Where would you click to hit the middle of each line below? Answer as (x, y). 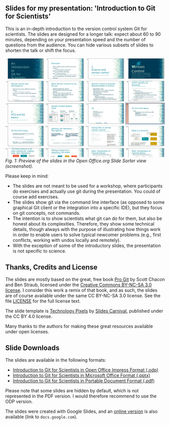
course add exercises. (36, 197)
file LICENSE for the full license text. (43, 301)
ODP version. (19, 401)
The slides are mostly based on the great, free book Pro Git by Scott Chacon (85, 280)
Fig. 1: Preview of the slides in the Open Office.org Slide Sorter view (76, 161)
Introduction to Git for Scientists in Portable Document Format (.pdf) (83, 381)
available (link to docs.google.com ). (41, 417)
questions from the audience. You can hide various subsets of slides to (79, 45)
